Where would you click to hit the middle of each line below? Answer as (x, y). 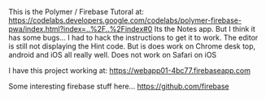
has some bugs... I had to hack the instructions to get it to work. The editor (133, 37)
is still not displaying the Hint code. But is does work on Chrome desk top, (132, 46)
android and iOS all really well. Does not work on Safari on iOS (113, 55)
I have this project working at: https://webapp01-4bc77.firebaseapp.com (129, 71)
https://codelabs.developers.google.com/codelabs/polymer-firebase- (125, 20)
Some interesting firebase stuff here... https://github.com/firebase (119, 86)
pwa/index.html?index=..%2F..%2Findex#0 (81, 29)
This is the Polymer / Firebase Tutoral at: (76, 12)
